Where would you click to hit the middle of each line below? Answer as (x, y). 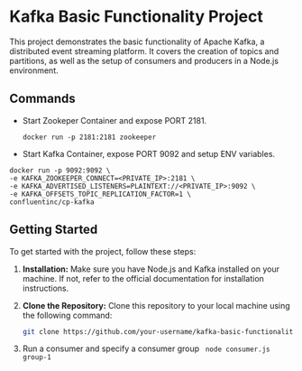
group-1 (37, 357)
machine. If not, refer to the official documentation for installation (143, 278)
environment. (34, 70)
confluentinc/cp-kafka (52, 202)
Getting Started (54, 230)
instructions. (46, 288)
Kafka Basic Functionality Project (136, 17)
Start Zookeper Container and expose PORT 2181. (114, 120)
